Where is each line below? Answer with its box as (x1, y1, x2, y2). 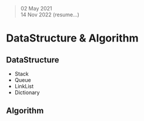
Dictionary (14, 89, 40, 96)
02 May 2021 (20, 5, 52, 12)
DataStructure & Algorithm (6, 32, 139, 45)
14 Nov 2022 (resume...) (20, 11, 79, 18)
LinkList (14, 83, 34, 89)
